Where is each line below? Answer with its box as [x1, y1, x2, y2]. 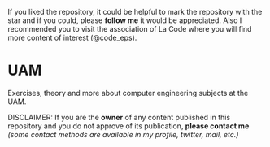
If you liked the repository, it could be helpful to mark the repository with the [7, 7, 263, 16]
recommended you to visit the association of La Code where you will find [7, 24, 252, 33]
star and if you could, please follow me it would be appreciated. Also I [7, 15, 242, 25]
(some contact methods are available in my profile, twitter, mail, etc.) [7, 129, 239, 139]
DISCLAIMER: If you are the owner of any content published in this [7, 112, 231, 122]
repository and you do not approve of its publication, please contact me [7, 121, 250, 131]
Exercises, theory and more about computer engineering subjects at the [7, 88, 249, 97]
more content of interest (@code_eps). [7, 32, 137, 42]
